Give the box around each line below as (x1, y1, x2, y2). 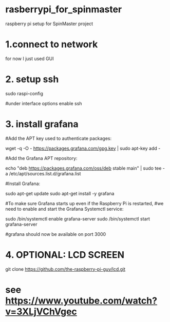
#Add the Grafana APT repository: (5, 155, 78, 161)
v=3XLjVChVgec (5, 306, 77, 317)
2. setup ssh (5, 73, 59, 85)
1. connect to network (5, 38, 98, 50)
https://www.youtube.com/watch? (5, 295, 158, 306)
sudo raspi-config (5, 90, 44, 96)
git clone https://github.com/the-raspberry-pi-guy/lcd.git (5, 266, 126, 272)
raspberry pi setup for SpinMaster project (5, 21, 93, 27)
